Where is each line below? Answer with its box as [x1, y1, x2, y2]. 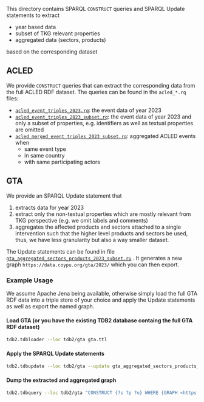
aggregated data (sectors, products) [15, 36, 106, 43]
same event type [24, 145, 67, 153]
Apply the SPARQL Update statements [6, 350, 105, 357]
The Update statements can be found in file [6, 248, 115, 255]
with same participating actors [24, 158, 100, 165]
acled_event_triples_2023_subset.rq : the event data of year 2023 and [15, 113, 192, 120]
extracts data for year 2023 [15, 204, 84, 211]
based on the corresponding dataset [6, 48, 98, 55]
